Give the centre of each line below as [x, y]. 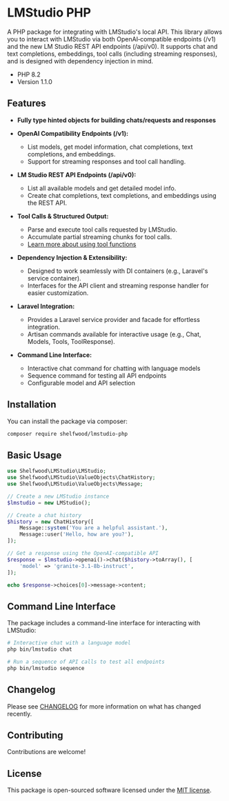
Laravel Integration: [46, 306]
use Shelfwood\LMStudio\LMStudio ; [57, 471]
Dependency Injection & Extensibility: [72, 257]
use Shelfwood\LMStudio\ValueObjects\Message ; [75, 484]
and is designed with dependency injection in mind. [80, 61]
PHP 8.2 [29, 74]
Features [27, 104]
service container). [54, 278]
